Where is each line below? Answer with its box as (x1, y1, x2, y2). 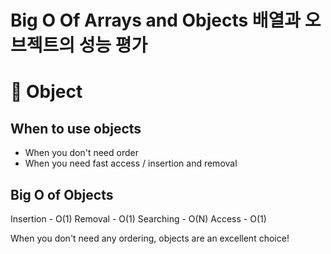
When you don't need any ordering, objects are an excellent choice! (10, 232, 290, 244)
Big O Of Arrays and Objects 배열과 (10, 9, 302, 32)
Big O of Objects (10, 186, 114, 203)
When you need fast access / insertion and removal (24, 157, 238, 170)
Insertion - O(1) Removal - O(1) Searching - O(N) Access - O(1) (10, 213, 267, 225)
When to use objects (10, 120, 142, 137)
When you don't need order (24, 147, 139, 159)
